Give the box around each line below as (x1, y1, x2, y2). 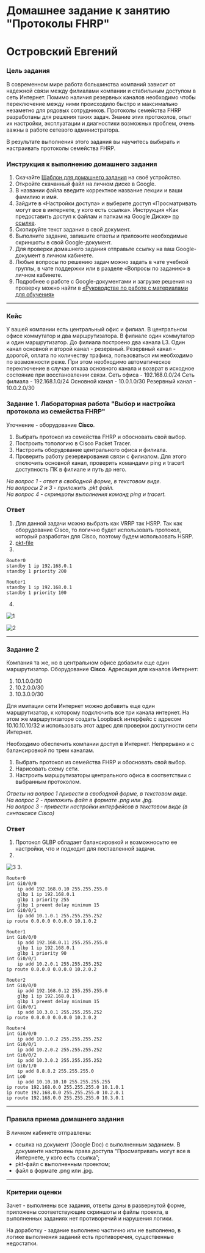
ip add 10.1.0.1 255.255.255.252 (17, 913, 103, 919)
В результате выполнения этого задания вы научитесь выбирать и (6, 138, 180, 145)
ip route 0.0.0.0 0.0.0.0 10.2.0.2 (6, 966, 97, 973)
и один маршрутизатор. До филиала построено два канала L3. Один (6, 339, 185, 346)
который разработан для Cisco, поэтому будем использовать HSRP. (15, 532, 194, 540)
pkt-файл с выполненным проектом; (15, 1160, 111, 1167)
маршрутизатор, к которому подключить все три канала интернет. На (6, 709, 190, 717)
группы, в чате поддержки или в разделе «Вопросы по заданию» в (15, 265, 191, 272)
